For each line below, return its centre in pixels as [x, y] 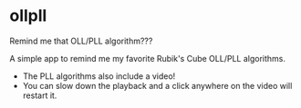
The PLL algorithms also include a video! [99, 76]
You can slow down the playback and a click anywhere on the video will [157, 85]
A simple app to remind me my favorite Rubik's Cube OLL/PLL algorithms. [147, 58]
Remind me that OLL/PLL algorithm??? [81, 41]
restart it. [40, 95]
